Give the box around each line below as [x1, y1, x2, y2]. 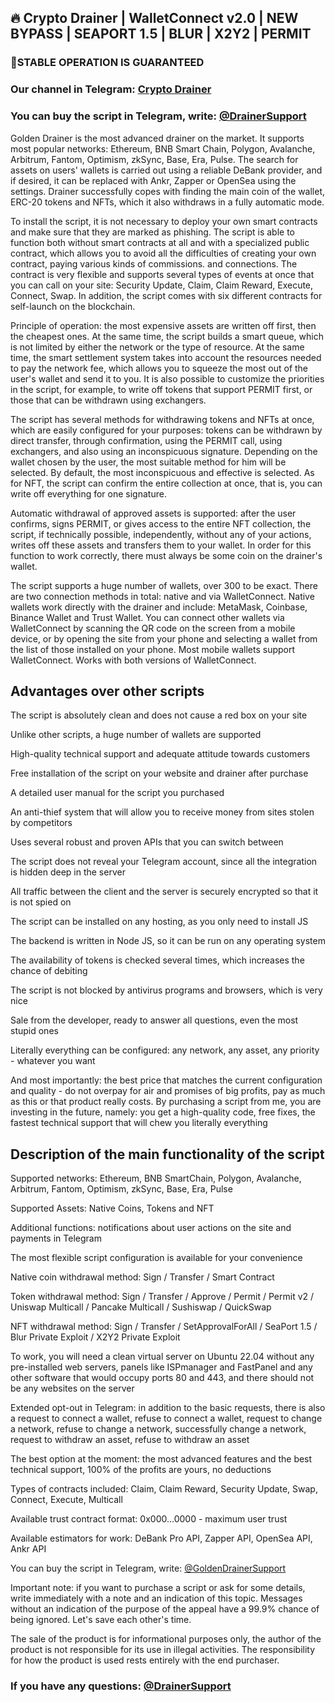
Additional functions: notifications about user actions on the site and [10, 1222, 292, 1234]
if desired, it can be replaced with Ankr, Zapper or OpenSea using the [10, 174, 297, 186]
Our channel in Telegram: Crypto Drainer [10, 82, 212, 96]
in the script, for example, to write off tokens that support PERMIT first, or [10, 383, 313, 395]
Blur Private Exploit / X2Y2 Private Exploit [10, 1331, 181, 1343]
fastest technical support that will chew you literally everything [10, 1117, 268, 1129]
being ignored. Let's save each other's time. [10, 1614, 192, 1626]
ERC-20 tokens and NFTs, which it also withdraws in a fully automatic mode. [10, 196, 325, 208]
